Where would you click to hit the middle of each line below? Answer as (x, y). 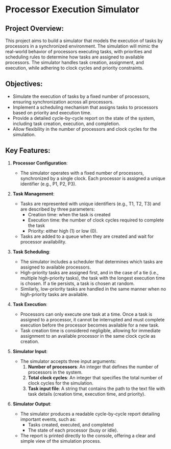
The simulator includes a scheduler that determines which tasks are (92, 261)
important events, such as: (48, 419)
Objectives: (24, 84)
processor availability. (43, 241)
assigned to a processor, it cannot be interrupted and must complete (92, 319)
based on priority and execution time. (52, 113)
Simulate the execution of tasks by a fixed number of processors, (81, 96)
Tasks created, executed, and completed (71, 424)
